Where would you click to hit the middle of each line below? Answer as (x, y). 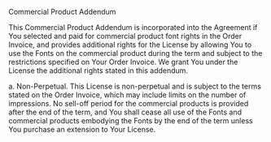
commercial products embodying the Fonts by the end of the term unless (131, 120)
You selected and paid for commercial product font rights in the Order (125, 36)
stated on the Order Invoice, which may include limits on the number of (127, 95)
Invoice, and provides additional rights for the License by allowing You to (130, 45)
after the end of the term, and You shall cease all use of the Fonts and (125, 112)
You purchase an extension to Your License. (82, 129)
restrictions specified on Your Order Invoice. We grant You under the (123, 62)
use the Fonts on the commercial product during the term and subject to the (135, 53)
